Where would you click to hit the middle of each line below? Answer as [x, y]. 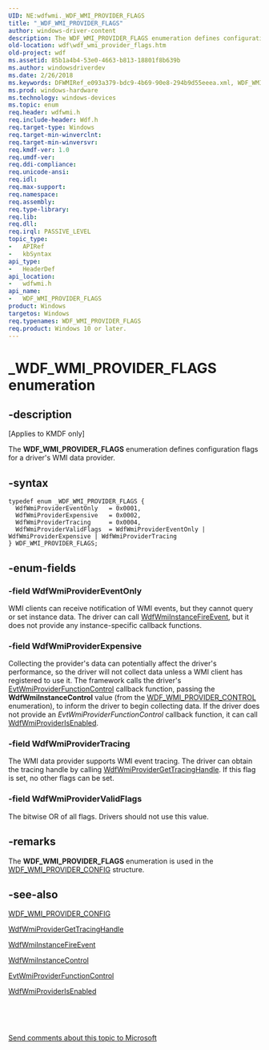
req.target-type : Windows [51, 127]
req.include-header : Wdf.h [53, 120]
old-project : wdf [37, 53]
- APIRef [26, 247]
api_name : [25, 292]
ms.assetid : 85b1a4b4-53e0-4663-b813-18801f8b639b [94, 61]
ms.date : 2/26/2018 [41, 75]
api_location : [32, 276]
